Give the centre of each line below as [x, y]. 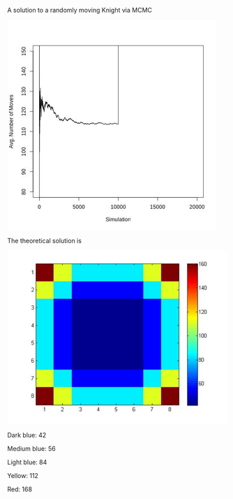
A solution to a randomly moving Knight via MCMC [80, 10]
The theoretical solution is [45, 241]
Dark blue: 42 [27, 435]
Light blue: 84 [27, 462]
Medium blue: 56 [31, 449]
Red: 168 [20, 489]
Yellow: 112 [23, 476]
